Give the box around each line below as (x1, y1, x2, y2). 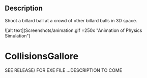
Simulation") (5, 32, 31, 38)
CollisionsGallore (5, 51, 79, 62)
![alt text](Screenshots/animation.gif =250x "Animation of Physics (5, 27, 142, 33)
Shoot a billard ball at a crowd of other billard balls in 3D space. (5, 17, 138, 23)
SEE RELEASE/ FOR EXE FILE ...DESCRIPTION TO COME (5, 67, 123, 73)
